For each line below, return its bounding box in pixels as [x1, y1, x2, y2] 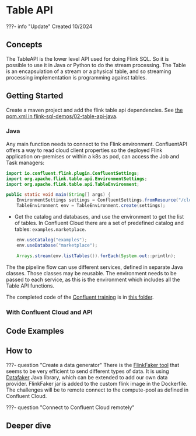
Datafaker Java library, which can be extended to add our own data [6, 373, 168, 380]
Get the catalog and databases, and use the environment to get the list [14, 213, 184, 220]
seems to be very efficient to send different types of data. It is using [6, 368, 169, 375]
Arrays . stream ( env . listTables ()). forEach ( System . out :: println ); [16, 252, 176, 259]
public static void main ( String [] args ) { [6, 192, 111, 198]
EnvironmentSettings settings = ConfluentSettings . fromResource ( [16, 197, 179, 203]
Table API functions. [6, 282, 55, 289]
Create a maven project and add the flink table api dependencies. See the [6, 106, 183, 113]
